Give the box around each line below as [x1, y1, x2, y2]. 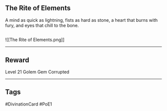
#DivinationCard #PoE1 [5, 101, 52, 107]
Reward [5, 55, 30, 64]
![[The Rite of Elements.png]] [5, 37, 65, 43]
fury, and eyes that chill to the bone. [5, 22, 79, 28]
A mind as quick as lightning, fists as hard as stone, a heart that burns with [5, 17, 158, 23]
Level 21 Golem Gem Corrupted [5, 69, 70, 75]
